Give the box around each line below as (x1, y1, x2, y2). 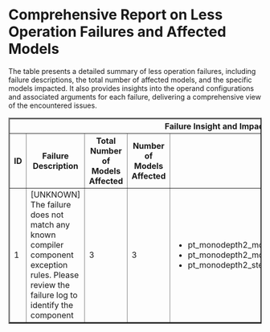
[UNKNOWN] (31, 189, 81, 200)
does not (31, 209, 64, 220)
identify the (31, 299, 74, 310)
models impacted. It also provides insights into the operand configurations (8, 83, 255, 93)
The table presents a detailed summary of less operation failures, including (8, 66, 256, 76)
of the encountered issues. (8, 100, 98, 110)
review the (31, 279, 71, 290)
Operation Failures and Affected (8, 23, 227, 41)
